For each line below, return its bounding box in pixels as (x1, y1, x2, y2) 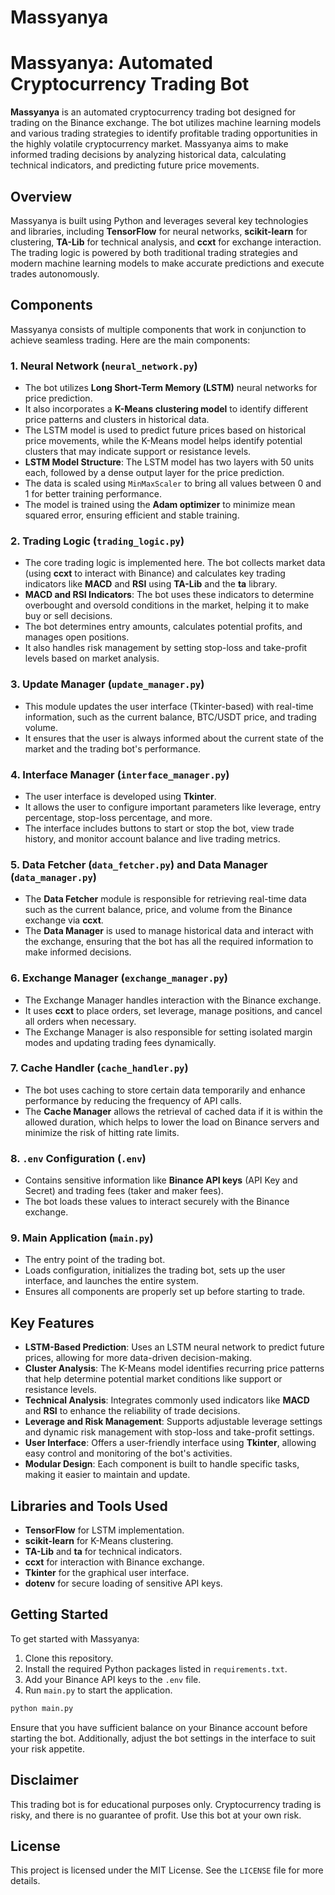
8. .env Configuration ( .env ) (10, 1151, 147, 1165)
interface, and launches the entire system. (24, 1275, 199, 1287)
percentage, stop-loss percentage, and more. (24, 811, 213, 823)
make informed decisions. (24, 946, 132, 958)
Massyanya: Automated (10, 52, 213, 75)
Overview (10, 188, 73, 205)
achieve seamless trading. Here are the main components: (10, 334, 251, 346)
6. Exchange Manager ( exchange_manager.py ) (10, 971, 228, 985)
